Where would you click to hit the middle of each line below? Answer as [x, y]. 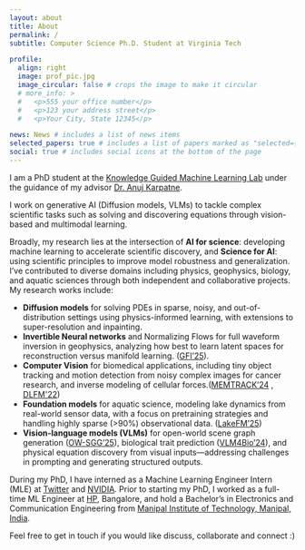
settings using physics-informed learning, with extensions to [180, 317]
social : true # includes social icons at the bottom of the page [135, 152]
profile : [26, 60]
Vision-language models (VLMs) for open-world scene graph [139, 433]
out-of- [247, 307]
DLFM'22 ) [41, 394]
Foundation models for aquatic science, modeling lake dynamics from [154, 404]
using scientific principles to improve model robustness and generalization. [150, 260]
